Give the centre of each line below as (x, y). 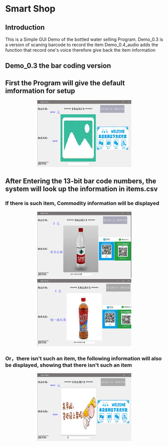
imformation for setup (40, 91)
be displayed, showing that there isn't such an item (68, 365)
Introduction (25, 27)
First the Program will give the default (65, 83)
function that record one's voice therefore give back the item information (80, 50)
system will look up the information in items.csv (81, 189)
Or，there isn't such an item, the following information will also (83, 359)
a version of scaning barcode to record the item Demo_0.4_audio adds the (82, 45)
